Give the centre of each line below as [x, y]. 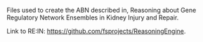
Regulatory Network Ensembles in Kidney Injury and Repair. [93, 17]
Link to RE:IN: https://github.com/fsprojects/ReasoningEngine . [96, 31]
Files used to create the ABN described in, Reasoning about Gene [101, 10]
